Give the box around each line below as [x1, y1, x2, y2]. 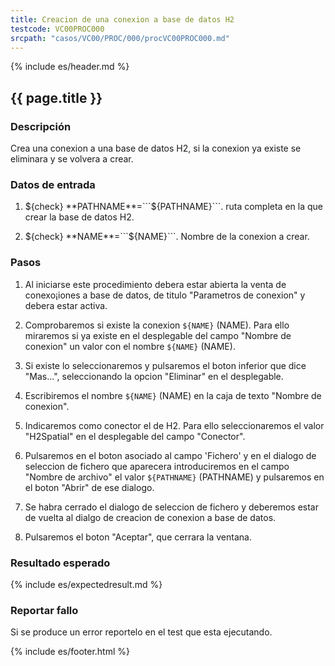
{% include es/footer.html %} [10, 646, 131, 658]
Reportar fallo [10, 603, 79, 617]
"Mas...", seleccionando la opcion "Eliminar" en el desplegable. [24, 370, 284, 382]
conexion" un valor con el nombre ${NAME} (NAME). [24, 340, 236, 352]
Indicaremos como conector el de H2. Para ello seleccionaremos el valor [24, 419, 325, 431]
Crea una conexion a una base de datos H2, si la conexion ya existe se [10, 142, 302, 155]
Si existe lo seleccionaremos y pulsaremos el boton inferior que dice [24, 359, 307, 371]
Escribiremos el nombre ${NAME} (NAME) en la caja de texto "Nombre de [24, 389, 322, 401]
